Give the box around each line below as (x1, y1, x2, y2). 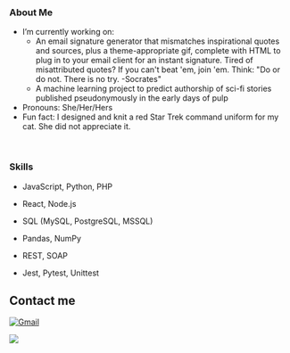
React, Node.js (21, 198, 77, 209)
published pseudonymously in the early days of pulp (35, 93, 229, 103)
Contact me (9, 292, 76, 308)
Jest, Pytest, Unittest (21, 267, 100, 278)
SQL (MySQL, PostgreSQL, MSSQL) (21, 216, 153, 226)
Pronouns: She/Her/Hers (21, 103, 113, 113)
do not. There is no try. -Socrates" (35, 74, 162, 85)
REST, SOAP (21, 250, 69, 260)
